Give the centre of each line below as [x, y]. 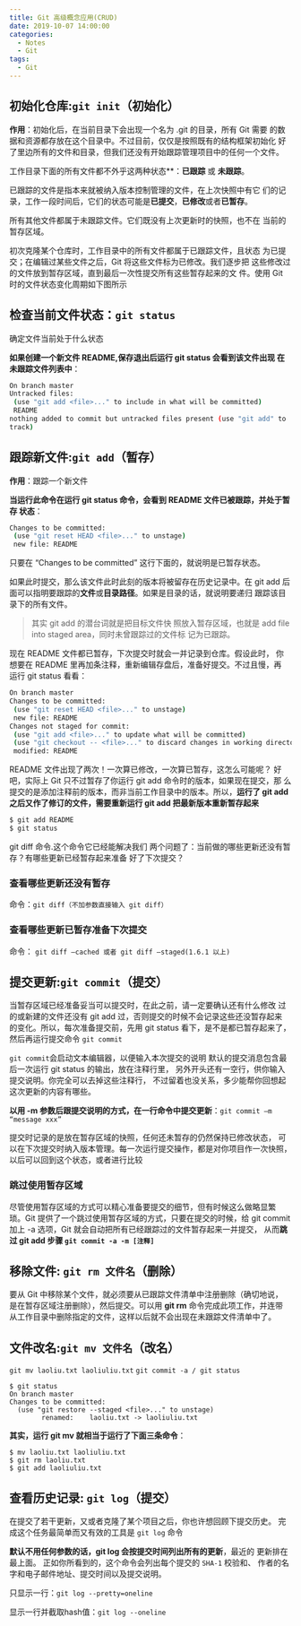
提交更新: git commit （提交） [89, 982]
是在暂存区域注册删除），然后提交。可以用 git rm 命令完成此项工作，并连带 [146, 1306]
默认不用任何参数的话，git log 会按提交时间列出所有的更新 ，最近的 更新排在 [149, 1552]
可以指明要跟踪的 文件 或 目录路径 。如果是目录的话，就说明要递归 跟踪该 [147, 593]
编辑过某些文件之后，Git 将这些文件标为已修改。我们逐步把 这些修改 [158, 262]
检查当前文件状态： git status [93, 315]
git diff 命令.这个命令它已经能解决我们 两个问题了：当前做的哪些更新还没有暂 [150, 846]
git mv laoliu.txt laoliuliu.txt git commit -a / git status [125, 1371]
